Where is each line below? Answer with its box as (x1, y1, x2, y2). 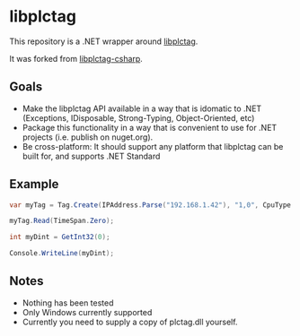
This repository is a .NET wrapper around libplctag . (9, 36, 199, 47)
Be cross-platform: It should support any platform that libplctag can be (22, 141, 284, 151)
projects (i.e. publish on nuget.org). (22, 132, 154, 142)
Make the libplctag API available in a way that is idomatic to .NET (22, 103, 262, 114)
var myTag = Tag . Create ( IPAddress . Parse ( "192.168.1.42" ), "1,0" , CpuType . (9, 200, 296, 210)
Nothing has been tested (22, 297, 114, 308)
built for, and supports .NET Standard (22, 151, 161, 161)
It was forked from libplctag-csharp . (9, 53, 144, 64)
